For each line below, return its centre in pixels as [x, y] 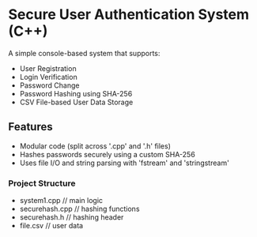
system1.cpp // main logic [61, 201]
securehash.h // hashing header [72, 217]
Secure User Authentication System [129, 15]
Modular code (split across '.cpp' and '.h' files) [95, 146]
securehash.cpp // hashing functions [79, 209]
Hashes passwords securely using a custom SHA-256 [107, 154]
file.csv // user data [51, 226]
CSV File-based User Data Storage [76, 102]
